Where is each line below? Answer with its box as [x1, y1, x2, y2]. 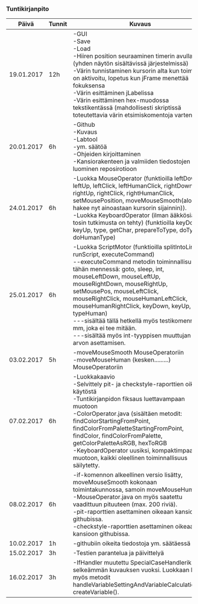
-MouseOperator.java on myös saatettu [72, 493, 183, 501]
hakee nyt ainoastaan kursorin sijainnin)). [72, 204, 187, 212]
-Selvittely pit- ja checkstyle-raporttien [72, 380, 184, 388]
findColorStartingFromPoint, [72, 417, 151, 425]
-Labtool [72, 135, 98, 143]
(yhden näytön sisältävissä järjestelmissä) [72, 60, 189, 68]
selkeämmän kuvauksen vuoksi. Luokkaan [72, 566, 190, 574]
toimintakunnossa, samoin [72, 485, 146, 494]
